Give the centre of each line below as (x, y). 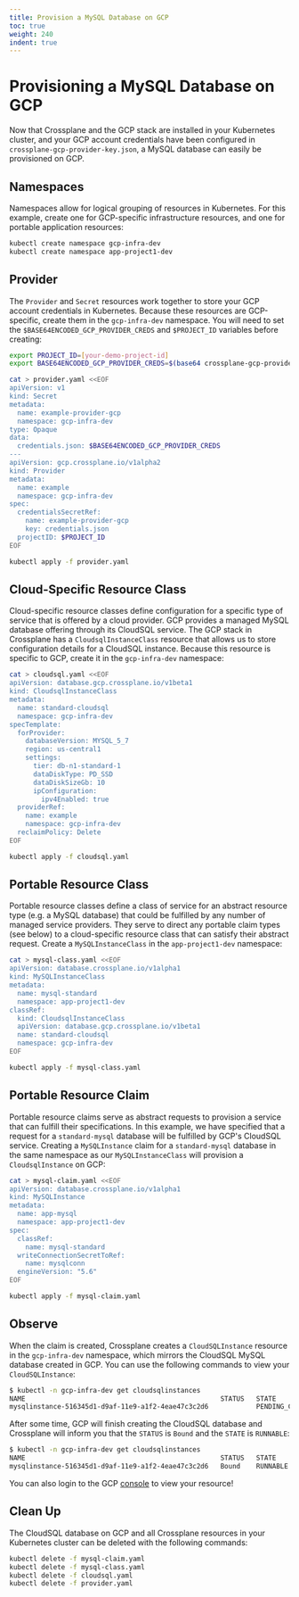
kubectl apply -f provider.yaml (69, 562)
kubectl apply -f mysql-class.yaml (75, 1067)
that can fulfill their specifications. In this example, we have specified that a (147, 1126)
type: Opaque (33, 429)
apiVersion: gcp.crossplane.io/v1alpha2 (85, 463)
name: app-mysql (47, 1214)
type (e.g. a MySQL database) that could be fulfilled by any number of (137, 915)
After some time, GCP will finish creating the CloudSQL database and (136, 1424)
